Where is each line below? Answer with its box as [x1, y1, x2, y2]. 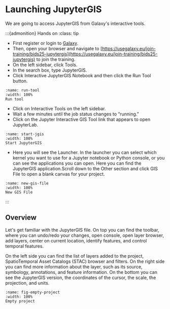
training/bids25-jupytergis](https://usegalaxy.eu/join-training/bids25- [12, 51, 158, 57]
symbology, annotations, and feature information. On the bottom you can [5, 269, 157, 275]
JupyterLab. [12, 121, 38, 128]
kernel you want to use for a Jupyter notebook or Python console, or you [12, 154, 165, 161]
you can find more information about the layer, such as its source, [5, 263, 143, 270]
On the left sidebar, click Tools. [12, 61, 78, 68]
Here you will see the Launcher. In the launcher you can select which [12, 149, 157, 156]
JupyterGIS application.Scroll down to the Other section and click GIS [12, 165, 158, 171]
